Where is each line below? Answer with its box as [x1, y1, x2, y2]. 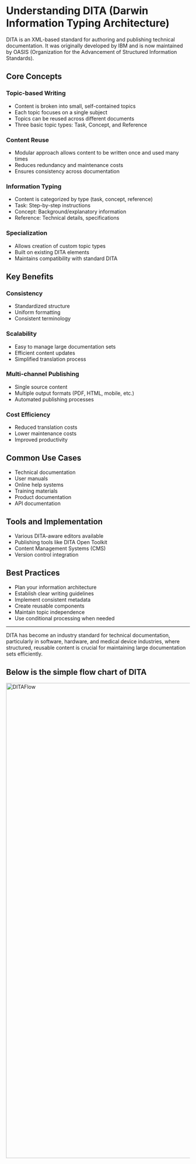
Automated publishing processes [14, 395, 94, 402]
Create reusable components [14, 602, 85, 609]
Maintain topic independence [14, 608, 85, 616]
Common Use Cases [6, 453, 82, 463]
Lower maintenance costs [14, 430, 77, 437]
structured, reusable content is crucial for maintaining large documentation [6, 644, 186, 651]
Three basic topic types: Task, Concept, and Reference [14, 121, 148, 128]
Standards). [6, 54, 34, 62]
